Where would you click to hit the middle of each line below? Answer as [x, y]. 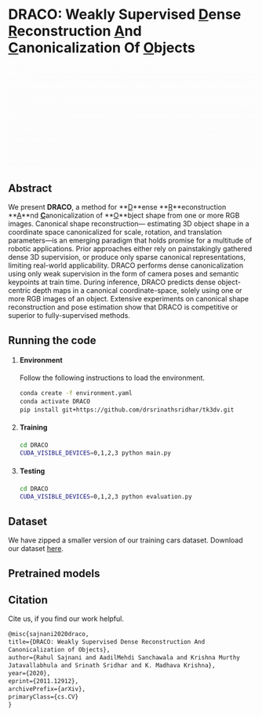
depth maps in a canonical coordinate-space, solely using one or [137, 290]
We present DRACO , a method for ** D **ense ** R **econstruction [117, 207]
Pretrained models [54, 574]
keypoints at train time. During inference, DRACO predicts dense [112, 282]
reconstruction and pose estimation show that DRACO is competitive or [123, 307]
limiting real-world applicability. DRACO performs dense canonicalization [126, 265]
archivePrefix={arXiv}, [47, 689]
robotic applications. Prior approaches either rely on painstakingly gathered [130, 249]
